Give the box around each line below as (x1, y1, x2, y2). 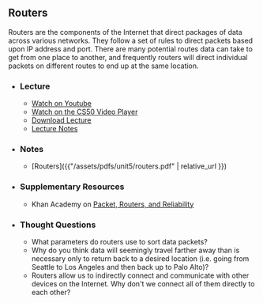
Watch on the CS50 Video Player (31, 107, 138, 117)
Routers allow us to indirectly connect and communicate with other (31, 271, 250, 280)
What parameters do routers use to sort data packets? (31, 237, 208, 246)
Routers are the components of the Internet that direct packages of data (8, 27, 242, 36)
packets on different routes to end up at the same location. (8, 61, 199, 70)
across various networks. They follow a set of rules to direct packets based (8, 36, 254, 45)
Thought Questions (19, 219, 96, 230)
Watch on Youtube (31, 99, 92, 108)
